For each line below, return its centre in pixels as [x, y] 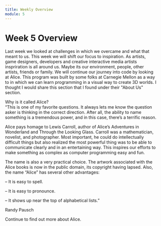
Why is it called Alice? [27, 102]
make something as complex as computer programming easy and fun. [75, 153]
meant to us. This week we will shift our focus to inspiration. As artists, [75, 57]
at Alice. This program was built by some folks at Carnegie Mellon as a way [80, 77]
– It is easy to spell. [24, 182]
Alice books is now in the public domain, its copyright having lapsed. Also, [79, 167]
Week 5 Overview [41, 38]
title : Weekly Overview [29, 9]
